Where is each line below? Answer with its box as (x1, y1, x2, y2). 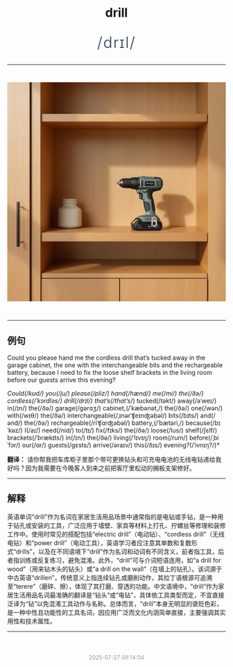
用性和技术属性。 (7, 617, 56, 625)
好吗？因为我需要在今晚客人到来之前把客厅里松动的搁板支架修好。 (7, 464, 196, 472)
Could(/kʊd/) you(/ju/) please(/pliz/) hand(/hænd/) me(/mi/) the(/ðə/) (7, 389, 204, 397)
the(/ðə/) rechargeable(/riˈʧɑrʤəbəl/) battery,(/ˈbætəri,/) (24, 419, 184, 427)
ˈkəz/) (7, 426, 23, 434)
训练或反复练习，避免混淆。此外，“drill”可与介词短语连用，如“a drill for (19, 556, 221, 564)
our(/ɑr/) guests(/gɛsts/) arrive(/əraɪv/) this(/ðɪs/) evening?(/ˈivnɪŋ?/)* (21, 441, 220, 449)
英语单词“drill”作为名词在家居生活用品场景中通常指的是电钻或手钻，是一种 (7, 513, 218, 521)
